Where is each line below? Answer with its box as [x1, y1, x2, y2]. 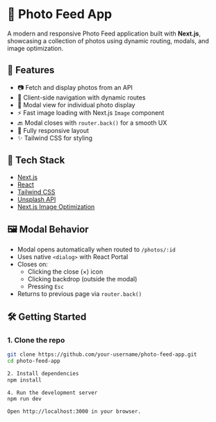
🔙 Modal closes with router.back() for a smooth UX [17, 118, 167, 127]
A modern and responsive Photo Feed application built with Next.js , [7, 29, 201, 38]
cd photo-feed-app [7, 357, 60, 364]
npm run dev [7, 396, 42, 403]
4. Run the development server [7, 389, 98, 396]
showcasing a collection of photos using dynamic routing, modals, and [7, 36, 210, 45]
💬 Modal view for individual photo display [17, 100, 135, 109]
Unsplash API [17, 195, 56, 203]
